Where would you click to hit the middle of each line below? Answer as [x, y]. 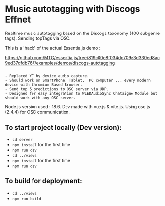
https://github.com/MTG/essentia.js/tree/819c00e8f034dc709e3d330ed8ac [82, 57]
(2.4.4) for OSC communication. [38, 112]
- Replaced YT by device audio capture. [47, 76]
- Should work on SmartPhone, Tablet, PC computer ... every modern [78, 80]
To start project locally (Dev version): [63, 127]
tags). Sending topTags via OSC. [38, 38]
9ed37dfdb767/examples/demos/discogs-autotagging [60, 63]
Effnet [18, 19]
